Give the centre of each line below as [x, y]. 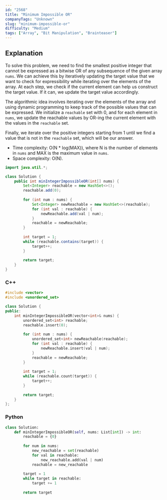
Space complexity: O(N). [38, 158]
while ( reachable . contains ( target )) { [63, 241]
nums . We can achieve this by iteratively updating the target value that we [80, 76]
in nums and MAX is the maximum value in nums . [60, 153]
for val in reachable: [55, 455]
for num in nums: [41, 446]
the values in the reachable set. [37, 123]
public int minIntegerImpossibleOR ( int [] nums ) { [67, 181]
